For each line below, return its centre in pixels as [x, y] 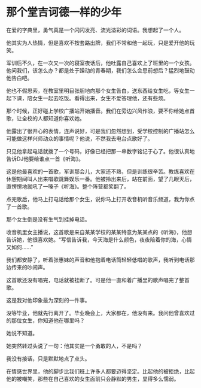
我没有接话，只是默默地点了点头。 [48, 358]
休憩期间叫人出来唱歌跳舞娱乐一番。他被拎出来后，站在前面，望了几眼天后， [100, 179]
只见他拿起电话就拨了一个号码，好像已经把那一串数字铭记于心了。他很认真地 [100, 151]
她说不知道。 [22, 333]
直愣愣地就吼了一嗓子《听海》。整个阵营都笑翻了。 [68, 186]
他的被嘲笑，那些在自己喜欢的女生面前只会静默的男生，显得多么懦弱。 [93, 378]
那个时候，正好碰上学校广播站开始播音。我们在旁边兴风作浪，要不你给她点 [98, 111]
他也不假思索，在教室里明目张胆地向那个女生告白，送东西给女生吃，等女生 [98, 90]
